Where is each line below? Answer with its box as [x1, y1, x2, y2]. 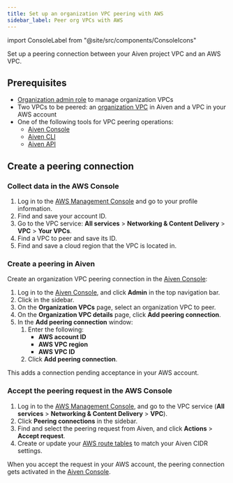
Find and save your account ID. [17, 212, 107, 220]
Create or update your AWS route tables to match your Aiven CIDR [17, 439, 208, 447]
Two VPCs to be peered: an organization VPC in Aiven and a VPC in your [17, 103, 227, 112]
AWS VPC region [38, 340, 89, 349]
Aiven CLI [27, 133, 56, 141]
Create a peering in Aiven [7, 259, 96, 269]
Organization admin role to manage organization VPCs [17, 96, 174, 104]
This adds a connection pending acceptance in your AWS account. [7, 369, 200, 377]
